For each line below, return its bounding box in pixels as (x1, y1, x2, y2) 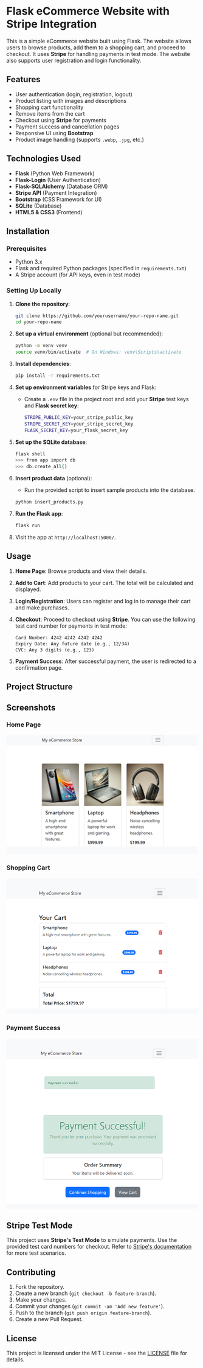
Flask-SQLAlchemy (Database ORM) (15, 183, 108, 190)
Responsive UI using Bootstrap (15, 129, 94, 136)
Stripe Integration (6, 17, 97, 31)
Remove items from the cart (15, 110, 85, 117)
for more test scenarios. (6, 1249, 66, 1257)
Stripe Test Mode (6, 1221, 73, 1231)
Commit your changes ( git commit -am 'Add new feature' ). (15, 1303, 165, 1310)
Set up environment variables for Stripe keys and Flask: (15, 384, 157, 391)
